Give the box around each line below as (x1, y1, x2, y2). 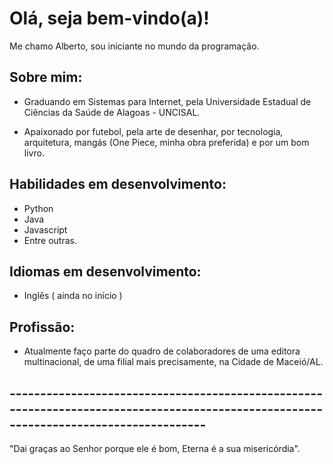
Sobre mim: (9, 69, 83, 86)
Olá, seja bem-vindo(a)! (9, 7, 210, 30)
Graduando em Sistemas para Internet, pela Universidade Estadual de (23, 95, 312, 107)
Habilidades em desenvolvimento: (9, 176, 227, 193)
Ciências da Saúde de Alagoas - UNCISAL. (23, 106, 201, 118)
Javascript (23, 223, 68, 236)
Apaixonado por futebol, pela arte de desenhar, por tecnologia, (23, 125, 284, 137)
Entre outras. (23, 234, 78, 246)
